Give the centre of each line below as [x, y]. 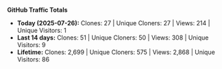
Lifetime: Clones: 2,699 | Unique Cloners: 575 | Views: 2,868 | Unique [116, 52]
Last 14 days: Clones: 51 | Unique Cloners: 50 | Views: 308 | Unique [113, 38]
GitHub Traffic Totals [37, 10]
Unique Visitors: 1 [41, 30]
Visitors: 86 [33, 59]
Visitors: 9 [31, 45]
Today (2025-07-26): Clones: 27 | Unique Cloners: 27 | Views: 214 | [113, 23]
